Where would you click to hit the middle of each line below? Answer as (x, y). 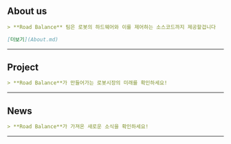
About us (27, 11)
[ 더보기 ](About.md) (33, 39)
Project (23, 67)
